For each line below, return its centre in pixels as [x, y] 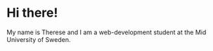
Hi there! [32, 13]
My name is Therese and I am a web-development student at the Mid [106, 32]
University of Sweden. [39, 39]
